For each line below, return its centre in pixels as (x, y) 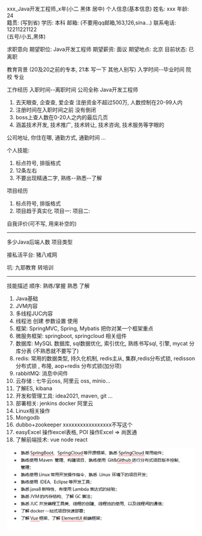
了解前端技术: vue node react (52, 440)
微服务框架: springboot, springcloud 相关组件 (71, 336)
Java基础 (27, 299)
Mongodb (28, 417)
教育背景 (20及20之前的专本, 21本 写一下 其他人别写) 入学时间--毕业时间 (96, 69)
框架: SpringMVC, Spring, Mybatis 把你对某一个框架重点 (84, 328)
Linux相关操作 (33, 411)
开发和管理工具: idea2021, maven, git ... (64, 396)
